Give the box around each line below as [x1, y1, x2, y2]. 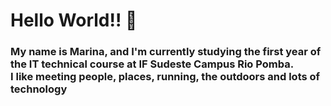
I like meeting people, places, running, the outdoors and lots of [10, 70, 321, 84]
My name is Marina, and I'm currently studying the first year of [10, 45, 322, 59]
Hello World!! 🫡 [10, 9, 138, 32]
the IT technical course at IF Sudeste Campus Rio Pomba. [10, 57, 295, 71]
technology [10, 82, 68, 96]
